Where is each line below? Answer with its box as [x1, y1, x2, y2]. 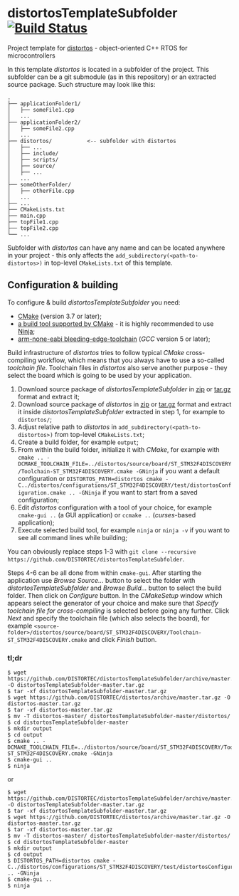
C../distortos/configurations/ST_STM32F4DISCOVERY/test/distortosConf [17, 482, 232, 489]
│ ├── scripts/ [7, 156, 59, 163]
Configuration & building [7, 279, 119, 291]
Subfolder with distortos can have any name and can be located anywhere [7, 243, 225, 252]
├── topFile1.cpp [7, 218, 59, 226]
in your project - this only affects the [7, 251, 115, 259]
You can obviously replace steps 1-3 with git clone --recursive [7, 547, 197, 556]
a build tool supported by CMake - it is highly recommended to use [17, 319, 214, 328]
